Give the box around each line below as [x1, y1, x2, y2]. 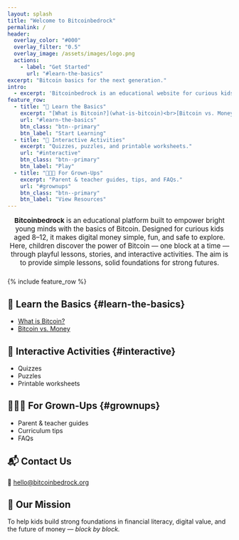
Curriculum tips [17, 426, 63, 435]
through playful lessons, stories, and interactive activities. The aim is [10, 250, 229, 259]
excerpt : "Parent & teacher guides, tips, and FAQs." [20, 176, 183, 183]
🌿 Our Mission [7, 498, 71, 510]
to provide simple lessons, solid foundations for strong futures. [20, 258, 219, 268]
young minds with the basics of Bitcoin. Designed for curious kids [15, 224, 224, 234]
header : [7, 30, 31, 38]
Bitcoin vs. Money [17, 325, 71, 333]
